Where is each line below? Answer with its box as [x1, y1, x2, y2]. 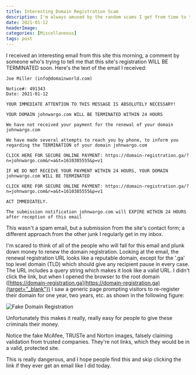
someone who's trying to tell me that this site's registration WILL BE [6, 58, 169, 65]
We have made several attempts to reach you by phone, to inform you [6, 137, 179, 143]
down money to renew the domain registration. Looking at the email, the [6, 248, 179, 255]
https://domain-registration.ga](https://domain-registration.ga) [9, 279, 160, 286]
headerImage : [6, 25, 38, 31]
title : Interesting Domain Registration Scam [6, 8, 118, 15]
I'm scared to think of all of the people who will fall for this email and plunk [6, 242, 185, 249]
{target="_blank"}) [6, 285, 51, 292]
